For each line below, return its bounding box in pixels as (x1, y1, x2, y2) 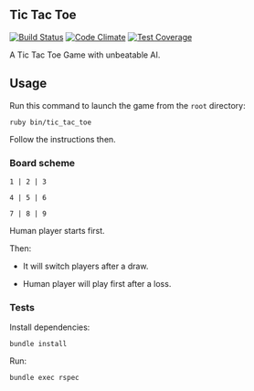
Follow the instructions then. (9, 133, 116, 144)
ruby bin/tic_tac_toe (9, 118, 92, 127)
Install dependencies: (9, 322, 90, 333)
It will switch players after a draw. (22, 260, 149, 271)
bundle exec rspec (9, 374, 79, 383)
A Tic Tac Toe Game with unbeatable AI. (9, 49, 161, 60)
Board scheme (9, 156, 76, 169)
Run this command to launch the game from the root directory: (9, 100, 246, 111)
